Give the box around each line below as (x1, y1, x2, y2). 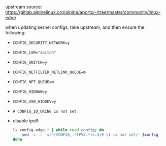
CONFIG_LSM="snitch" (12, 50, 56, 55)
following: (5, 30, 26, 35)
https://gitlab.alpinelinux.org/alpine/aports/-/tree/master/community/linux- (5, 9, 161, 15)
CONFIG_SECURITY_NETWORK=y (12, 40, 70, 45)
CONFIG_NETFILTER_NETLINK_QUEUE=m (12, 70, 86, 75)
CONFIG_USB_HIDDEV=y (12, 99, 56, 104)
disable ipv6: (12, 118, 40, 124)
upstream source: (5, 4, 42, 10)
